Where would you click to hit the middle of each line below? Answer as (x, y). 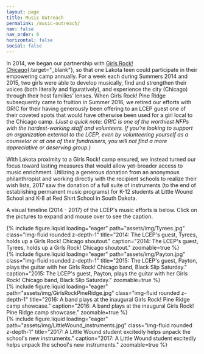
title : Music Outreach (35, 18)
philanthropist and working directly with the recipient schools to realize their (101, 179)
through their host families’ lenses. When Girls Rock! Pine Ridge (86, 96)
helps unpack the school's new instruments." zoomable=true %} (87, 344)
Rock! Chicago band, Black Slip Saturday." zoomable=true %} (83, 280)
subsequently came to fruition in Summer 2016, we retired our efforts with (99, 102)
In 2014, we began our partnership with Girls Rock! (70, 63)
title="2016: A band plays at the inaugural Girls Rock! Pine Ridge (110, 299)
